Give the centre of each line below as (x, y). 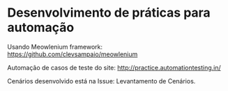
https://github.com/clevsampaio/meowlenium (73, 54)
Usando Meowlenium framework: (55, 47)
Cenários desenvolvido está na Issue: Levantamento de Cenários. (101, 81)
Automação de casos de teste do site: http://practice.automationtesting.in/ (114, 67)
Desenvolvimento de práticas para (109, 13)
